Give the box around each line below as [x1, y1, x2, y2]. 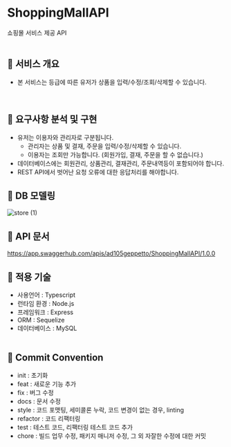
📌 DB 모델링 [7, 190, 55, 201]
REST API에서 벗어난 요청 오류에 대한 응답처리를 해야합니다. [17, 167, 179, 176]
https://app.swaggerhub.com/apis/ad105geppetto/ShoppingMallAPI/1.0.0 [7, 249, 216, 257]
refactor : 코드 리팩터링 [17, 414, 81, 423]
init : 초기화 [17, 371, 48, 379]
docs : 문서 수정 [17, 396, 61, 405]
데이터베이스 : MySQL [17, 324, 77, 332]
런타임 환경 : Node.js [17, 300, 75, 307]
